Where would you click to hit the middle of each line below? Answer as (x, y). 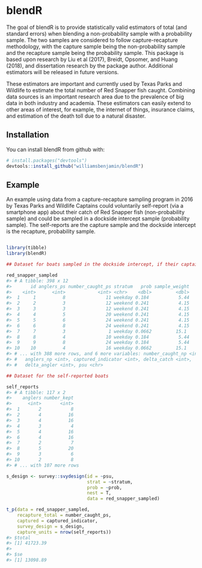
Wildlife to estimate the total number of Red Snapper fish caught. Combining (101, 90)
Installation (28, 135)
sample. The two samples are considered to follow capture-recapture (92, 40)
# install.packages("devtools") (47, 161)
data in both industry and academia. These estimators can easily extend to (99, 103)
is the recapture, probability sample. (51, 231)
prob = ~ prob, (104, 487)
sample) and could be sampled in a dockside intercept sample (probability (98, 219)
